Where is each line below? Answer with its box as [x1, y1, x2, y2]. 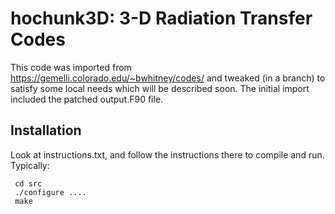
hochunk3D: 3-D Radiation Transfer [10, 7, 313, 30]
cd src [14, 178, 43, 189]
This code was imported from [10, 61, 132, 73]
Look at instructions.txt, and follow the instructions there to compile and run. [10, 148, 325, 161]
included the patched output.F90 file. [10, 93, 164, 105]
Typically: [10, 159, 50, 171]
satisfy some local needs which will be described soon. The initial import [10, 82, 310, 94]
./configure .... [14, 187, 87, 197]
